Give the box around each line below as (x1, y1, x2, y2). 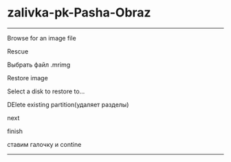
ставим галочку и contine (7, 140, 82, 148)
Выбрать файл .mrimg (7, 60, 71, 69)
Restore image (7, 73, 48, 82)
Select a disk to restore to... (7, 87, 85, 95)
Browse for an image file (7, 34, 77, 42)
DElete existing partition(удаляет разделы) (7, 100, 129, 108)
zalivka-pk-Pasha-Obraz (7, 5, 151, 21)
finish (7, 127, 23, 135)
